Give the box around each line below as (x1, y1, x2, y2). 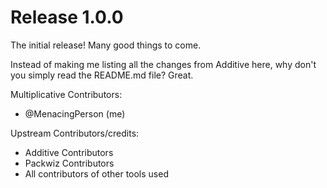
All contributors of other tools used (24, 167, 169, 180)
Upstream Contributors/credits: (10, 127, 140, 139)
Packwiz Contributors (24, 157, 115, 169)
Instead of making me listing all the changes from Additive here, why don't (10, 58, 317, 70)
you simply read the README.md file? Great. (10, 69, 194, 81)
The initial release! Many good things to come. (10, 39, 202, 51)
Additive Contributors (24, 146, 114, 158)
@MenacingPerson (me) (24, 107, 126, 120)
